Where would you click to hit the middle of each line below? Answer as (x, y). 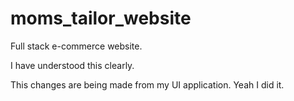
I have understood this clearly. (72, 65)
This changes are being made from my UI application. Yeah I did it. (147, 84)
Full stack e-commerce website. (76, 46)
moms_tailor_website (101, 18)
